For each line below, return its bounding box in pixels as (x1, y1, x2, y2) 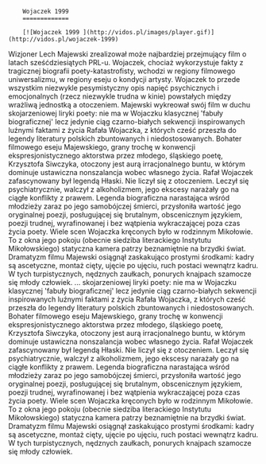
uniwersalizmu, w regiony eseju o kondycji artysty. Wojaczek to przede (8, 75, 241, 84)
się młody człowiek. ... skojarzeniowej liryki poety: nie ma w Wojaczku (8, 278, 237, 287)
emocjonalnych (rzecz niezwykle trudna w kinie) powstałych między (8, 92, 232, 101)
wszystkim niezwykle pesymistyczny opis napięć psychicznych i (8, 84, 220, 92)
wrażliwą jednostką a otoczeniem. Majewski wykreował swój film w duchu (8, 100, 251, 109)
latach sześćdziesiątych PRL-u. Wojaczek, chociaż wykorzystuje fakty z (8, 58, 244, 67)
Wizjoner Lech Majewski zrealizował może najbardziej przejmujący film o (8, 49, 247, 59)
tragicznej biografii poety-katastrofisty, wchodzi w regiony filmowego (8, 66, 236, 76)
